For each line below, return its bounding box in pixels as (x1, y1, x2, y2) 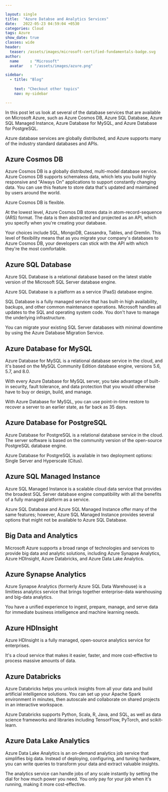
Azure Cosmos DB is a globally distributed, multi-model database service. (5, 168, 158, 174)
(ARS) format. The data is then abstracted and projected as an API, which (5, 214, 157, 221)
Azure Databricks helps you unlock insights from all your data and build (5, 685, 153, 691)
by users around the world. (5, 190, 61, 196)
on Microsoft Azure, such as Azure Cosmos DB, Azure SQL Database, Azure (5, 114, 162, 121)
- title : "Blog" (10, 77, 44, 82)
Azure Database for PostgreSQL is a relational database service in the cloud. (5, 431, 163, 438)
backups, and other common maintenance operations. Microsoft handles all (5, 304, 161, 310)
